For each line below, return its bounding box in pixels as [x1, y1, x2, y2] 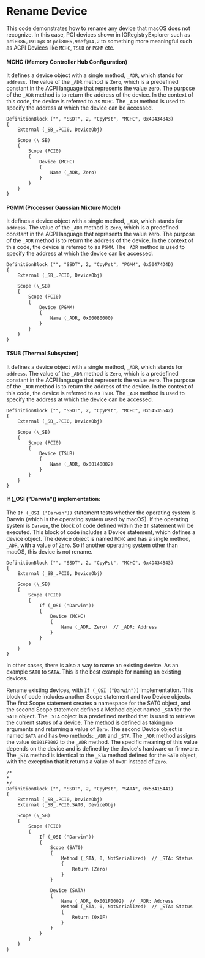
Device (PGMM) [39, 305, 75, 311]
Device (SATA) [50, 887, 86, 894]
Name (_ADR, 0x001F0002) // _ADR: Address [61, 898, 174, 904]
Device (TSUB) [39, 450, 75, 456]
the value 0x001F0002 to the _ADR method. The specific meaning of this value [6, 738, 198, 746]
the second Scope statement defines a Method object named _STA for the [6, 705, 192, 713]
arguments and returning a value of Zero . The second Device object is [6, 725, 182, 732]
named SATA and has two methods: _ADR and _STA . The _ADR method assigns [6, 732, 197, 739]
